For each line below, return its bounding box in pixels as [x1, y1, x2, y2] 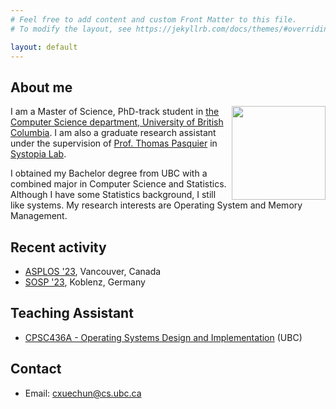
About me [10, 79, 73, 96]
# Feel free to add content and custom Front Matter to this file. [10, 14, 298, 25]
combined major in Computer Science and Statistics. [10, 178, 227, 190]
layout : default [10, 42, 78, 52]
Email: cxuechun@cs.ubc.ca [24, 387, 142, 399]
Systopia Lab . [10, 148, 67, 160]
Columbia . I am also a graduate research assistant [10, 127, 217, 139]
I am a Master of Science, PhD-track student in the [10, 106, 220, 118]
